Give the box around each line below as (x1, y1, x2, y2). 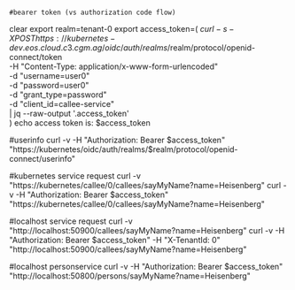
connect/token (9, 52, 63, 62)
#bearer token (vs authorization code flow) (9, 8, 176, 17)
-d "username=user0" (9, 71, 90, 80)
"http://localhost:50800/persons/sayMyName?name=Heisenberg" (9, 271, 251, 281)
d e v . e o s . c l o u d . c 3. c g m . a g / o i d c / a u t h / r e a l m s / (9, 42, 171, 53)
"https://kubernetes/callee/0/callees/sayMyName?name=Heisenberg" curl (9, 180, 282, 190)
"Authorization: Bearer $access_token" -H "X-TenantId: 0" (9, 235, 221, 245)
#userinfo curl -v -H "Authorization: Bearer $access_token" (9, 134, 226, 145)
